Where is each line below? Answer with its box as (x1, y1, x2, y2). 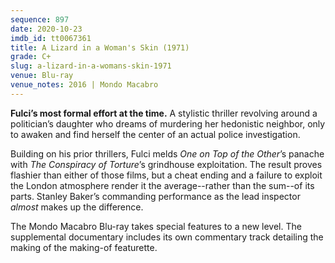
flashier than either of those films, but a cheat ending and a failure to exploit (10, 169, 323, 181)
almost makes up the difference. (10, 201, 144, 213)
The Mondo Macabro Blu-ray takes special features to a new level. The (10, 220, 302, 232)
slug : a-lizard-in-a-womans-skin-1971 (10, 61, 172, 71)
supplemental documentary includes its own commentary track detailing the (10, 231, 324, 243)
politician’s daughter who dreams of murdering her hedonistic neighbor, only (10, 117, 326, 130)
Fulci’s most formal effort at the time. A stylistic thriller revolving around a (10, 107, 318, 119)
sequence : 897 (10, 14, 70, 25)
